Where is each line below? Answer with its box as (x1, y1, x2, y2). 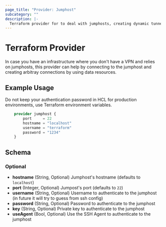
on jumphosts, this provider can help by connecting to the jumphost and (5, 64, 152, 70)
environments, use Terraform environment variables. (5, 102, 112, 108)
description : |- (5, 16, 39, 21)
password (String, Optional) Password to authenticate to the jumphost (12, 200, 156, 206)
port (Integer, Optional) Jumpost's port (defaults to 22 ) (12, 184, 124, 190)
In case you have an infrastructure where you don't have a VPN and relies (5, 59, 155, 65)
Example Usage (5, 84, 54, 92)
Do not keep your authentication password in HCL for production (5, 97, 137, 102)
